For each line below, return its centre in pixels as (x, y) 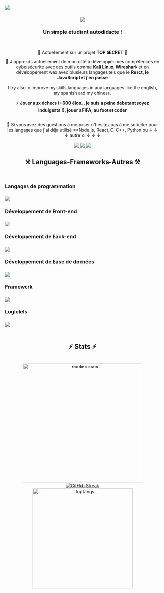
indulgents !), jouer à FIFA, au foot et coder (82, 110)
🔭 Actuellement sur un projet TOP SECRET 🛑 (82, 52)
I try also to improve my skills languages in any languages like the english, (82, 88)
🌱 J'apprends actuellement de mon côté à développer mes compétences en (82, 62)
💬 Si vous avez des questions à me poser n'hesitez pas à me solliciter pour (82, 125)
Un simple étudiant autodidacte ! (82, 32)
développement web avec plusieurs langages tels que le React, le (82, 72)
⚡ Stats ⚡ (82, 347)
